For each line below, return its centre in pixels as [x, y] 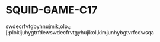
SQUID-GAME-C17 [52, 10]
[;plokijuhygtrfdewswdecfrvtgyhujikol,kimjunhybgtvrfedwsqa [80, 32]
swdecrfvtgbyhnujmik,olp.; [38, 26]
